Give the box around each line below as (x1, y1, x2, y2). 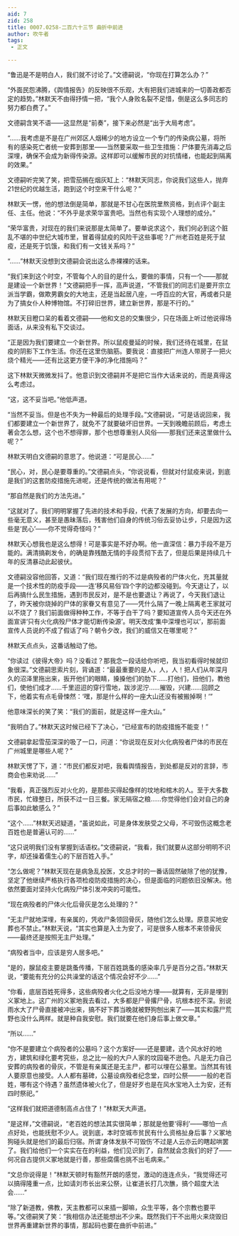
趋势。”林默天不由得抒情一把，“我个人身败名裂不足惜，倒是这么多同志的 (19, 94, 228, 103)
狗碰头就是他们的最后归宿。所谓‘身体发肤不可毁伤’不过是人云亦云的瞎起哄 (7, 1138, 223, 1145)
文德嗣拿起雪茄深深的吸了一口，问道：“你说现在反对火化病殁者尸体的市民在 (7, 738, 229, 746)
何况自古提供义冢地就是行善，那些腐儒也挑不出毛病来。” (7, 1155, 169, 1163)
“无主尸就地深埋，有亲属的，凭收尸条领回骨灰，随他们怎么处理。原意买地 (7, 915, 223, 923)
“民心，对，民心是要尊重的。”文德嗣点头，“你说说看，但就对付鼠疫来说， (7, 467, 218, 475)
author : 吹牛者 (7, 30, 49, 38)
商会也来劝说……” (7, 771, 58, 779)
